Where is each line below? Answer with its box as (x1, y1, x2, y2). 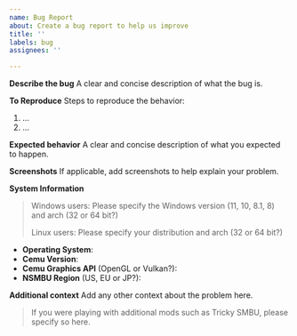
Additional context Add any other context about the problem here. (9, 290, 253, 300)
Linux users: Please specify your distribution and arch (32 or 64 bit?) (30, 228, 283, 238)
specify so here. (30, 316, 91, 327)
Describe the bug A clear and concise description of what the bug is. (9, 78, 263, 89)
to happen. (9, 148, 49, 160)
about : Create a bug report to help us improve (9, 21, 189, 30)
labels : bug (9, 37, 53, 47)
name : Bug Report (9, 12, 74, 22)
